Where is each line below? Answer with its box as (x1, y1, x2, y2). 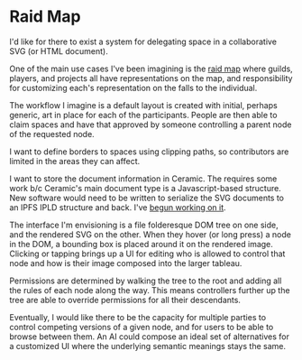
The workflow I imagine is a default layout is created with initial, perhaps (9, 99, 278, 110)
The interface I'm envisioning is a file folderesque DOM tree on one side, (9, 219, 279, 230)
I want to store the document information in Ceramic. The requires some (9, 173, 278, 184)
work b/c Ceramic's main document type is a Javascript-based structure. (9, 182, 281, 193)
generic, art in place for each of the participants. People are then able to (9, 109, 278, 120)
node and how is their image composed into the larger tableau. (9, 257, 243, 268)
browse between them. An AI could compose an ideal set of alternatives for (9, 331, 290, 342)
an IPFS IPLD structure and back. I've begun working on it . (9, 201, 227, 213)
